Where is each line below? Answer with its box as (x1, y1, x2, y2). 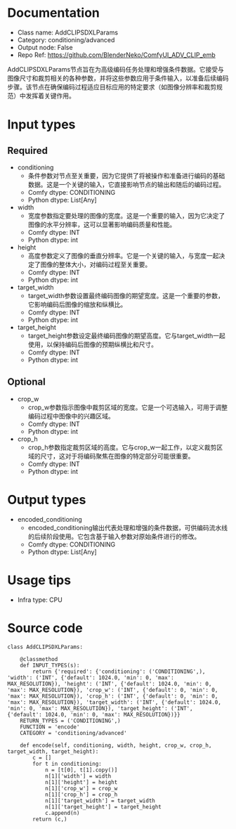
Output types (7, 491, 86, 508)
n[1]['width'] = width (44, 772, 112, 780)
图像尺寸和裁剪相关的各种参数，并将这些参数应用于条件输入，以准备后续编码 (7, 74, 229, 82)
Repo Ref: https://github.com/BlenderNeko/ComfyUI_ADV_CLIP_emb (17, 51, 216, 59)
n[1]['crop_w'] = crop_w (44, 785, 118, 792)
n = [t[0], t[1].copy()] (44, 766, 118, 773)
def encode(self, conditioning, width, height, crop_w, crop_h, (20, 742, 212, 749)
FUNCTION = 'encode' (20, 723, 80, 731)
